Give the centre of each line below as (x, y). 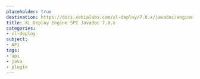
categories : (21, 28)
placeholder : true (29, 12)
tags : (13, 50)
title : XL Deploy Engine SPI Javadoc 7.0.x (61, 23)
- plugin (17, 67)
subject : (17, 39)
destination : (22, 17)
